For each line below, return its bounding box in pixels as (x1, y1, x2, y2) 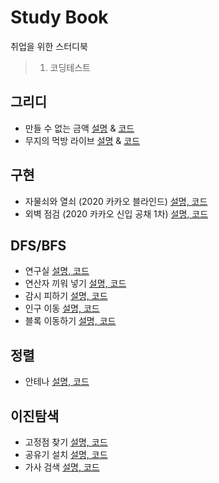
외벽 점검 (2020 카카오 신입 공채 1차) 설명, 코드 (24, 207, 209, 220)
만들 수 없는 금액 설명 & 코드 (24, 122, 135, 134)
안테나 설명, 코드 (24, 376, 90, 388)
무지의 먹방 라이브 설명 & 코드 (24, 134, 141, 146)
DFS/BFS (10, 237, 67, 254)
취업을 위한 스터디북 (10, 40, 88, 52)
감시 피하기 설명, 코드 (24, 290, 108, 302)
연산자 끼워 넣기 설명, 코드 (24, 277, 127, 290)
